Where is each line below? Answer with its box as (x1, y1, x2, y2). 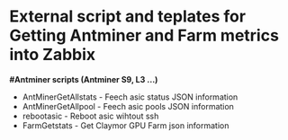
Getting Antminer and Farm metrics (9, 25, 279, 46)
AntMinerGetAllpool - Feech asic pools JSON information (22, 101, 234, 111)
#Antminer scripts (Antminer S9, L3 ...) (9, 74, 158, 84)
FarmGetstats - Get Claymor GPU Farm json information (22, 119, 229, 131)
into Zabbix (9, 45, 96, 65)
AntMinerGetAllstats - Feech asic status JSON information (22, 92, 238, 102)
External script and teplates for (9, 6, 246, 27)
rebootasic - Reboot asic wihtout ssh (22, 110, 159, 121)
